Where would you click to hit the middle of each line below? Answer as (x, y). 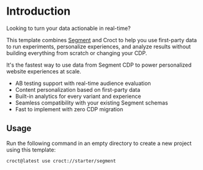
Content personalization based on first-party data (78, 89)
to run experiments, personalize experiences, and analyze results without (99, 46)
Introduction (39, 11)
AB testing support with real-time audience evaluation (83, 83)
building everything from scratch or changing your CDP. (77, 53)
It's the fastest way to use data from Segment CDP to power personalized (99, 65)
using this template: (31, 150)
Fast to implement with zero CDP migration (69, 109)
